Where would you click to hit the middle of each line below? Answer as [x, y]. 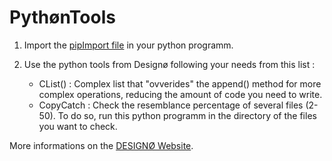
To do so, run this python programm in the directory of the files [187, 115]
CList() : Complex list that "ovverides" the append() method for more [180, 83]
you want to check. [78, 126]
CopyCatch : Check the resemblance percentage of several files [171, 105]
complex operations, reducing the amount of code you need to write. [180, 94]
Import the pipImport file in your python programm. [128, 45]
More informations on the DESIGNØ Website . [101, 145]
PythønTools [62, 17]
